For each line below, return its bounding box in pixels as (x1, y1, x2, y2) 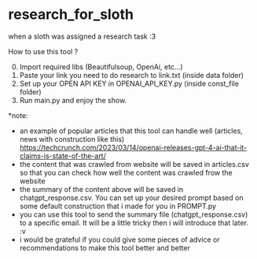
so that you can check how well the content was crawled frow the (19, 168, 233, 177)
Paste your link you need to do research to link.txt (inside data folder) (19, 70, 244, 80)
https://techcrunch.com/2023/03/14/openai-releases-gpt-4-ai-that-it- (19, 142, 248, 152)
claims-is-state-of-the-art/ (19, 151, 106, 161)
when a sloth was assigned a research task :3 (8, 31, 156, 41)
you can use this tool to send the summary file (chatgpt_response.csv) (19, 209, 248, 219)
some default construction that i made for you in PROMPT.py (19, 201, 217, 210)
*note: (8, 110, 29, 120)
